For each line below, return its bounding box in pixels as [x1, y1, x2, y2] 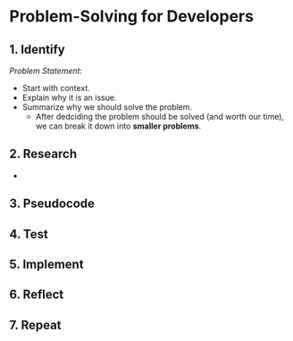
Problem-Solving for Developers [9, 6, 255, 27]
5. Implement [9, 256, 84, 271]
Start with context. [21, 83, 91, 93]
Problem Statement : [9, 65, 83, 76]
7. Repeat [9, 317, 62, 332]
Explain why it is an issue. [21, 92, 117, 103]
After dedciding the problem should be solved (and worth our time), [35, 112, 284, 121]
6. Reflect [9, 287, 64, 303]
